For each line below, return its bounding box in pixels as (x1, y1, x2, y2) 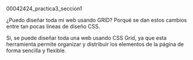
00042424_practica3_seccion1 (6, 5, 82, 12)
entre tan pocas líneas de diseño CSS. (6, 23, 100, 30)
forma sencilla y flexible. (6, 47, 66, 54)
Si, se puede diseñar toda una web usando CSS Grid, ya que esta (6, 34, 167, 41)
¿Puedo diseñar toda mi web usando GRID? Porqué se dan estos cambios (6, 17, 187, 23)
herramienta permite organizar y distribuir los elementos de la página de (6, 41, 184, 48)
